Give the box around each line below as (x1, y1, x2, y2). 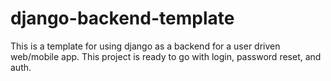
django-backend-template (10, 7, 235, 30)
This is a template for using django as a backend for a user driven (10, 40, 281, 52)
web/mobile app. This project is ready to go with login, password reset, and (10, 50, 322, 62)
